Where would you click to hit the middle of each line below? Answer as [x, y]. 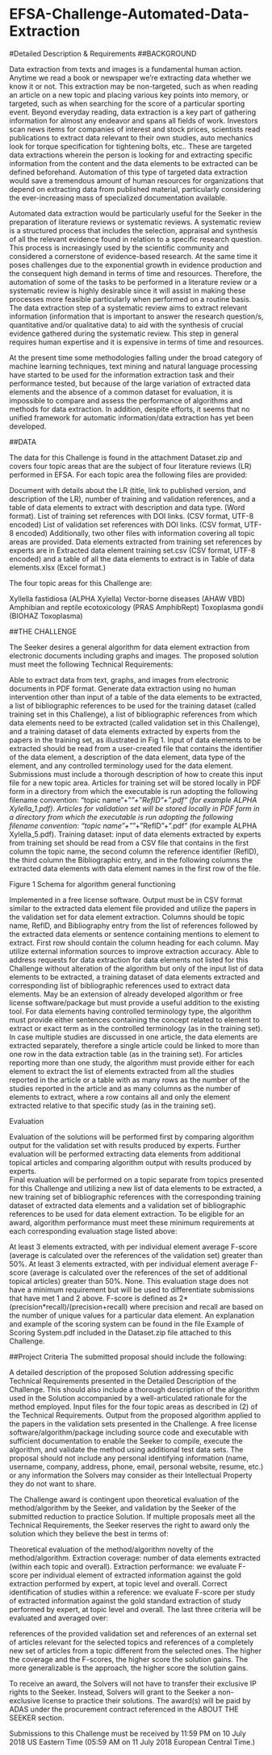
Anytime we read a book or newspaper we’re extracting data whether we [130, 77]
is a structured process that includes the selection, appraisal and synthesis [134, 230]
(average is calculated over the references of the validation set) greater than [136, 1255]
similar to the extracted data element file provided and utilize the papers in [133, 908]
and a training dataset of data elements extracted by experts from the [125, 731]
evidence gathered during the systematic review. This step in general [124, 333]
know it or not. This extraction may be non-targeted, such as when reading [134, 86]
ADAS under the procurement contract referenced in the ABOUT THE [124, 1709]
